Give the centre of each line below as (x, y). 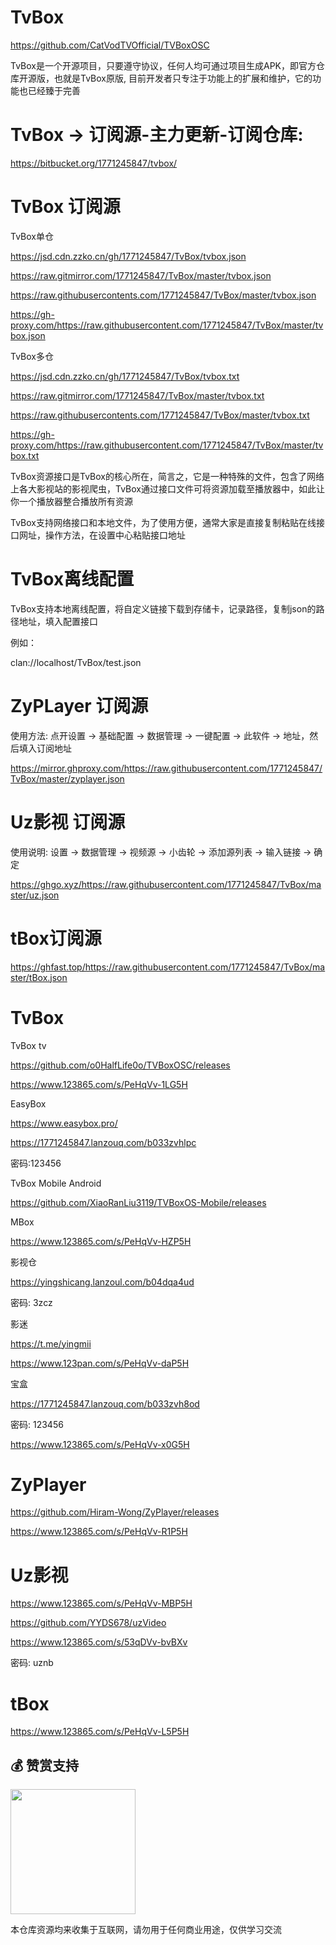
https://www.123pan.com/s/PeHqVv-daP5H (100, 1363)
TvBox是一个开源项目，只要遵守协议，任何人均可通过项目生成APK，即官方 (163, 65)
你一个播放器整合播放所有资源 (71, 501)
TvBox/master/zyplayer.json (67, 778)
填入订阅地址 (45, 748)
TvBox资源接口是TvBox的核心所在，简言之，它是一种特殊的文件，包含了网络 (167, 476)
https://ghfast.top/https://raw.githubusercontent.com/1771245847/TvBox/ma (168, 967)
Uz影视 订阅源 (68, 822)
